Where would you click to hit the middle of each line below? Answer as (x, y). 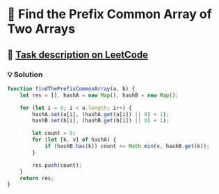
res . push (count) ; (57, 165)
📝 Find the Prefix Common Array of (109, 14)
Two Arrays (41, 29)
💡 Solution (25, 74)
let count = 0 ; (54, 134)
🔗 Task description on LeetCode (78, 55)
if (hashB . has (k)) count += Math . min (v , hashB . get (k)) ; (127, 146)
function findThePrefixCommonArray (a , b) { (71, 89)
